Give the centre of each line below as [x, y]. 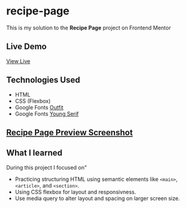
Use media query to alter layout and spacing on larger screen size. [98, 198]
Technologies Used [43, 80]
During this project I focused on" [47, 167]
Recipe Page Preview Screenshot [70, 133]
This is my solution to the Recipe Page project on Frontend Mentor [89, 28]
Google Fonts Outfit [39, 107]
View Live [18, 61]
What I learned [34, 153]
